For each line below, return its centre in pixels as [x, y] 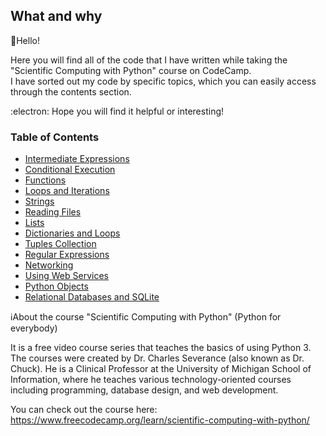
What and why [56, 16]
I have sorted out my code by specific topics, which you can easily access [163, 81]
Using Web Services [66, 276]
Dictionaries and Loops [72, 233]
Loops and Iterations [67, 191]
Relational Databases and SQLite [92, 297]
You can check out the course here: [84, 410]
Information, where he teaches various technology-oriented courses [151, 380]
